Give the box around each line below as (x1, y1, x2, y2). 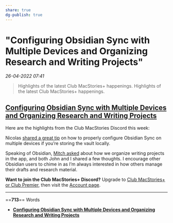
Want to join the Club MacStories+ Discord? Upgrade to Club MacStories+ (5, 176, 166, 183)
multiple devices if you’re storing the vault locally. (5, 140, 111, 147)
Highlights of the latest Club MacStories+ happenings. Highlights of (18, 83, 161, 89)
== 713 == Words (5, 197, 40, 203)
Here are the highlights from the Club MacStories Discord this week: (5, 125, 150, 131)
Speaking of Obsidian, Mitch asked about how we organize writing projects (5, 150, 165, 156)
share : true (5, 7, 31, 13)
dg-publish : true (5, 12, 43, 17)
